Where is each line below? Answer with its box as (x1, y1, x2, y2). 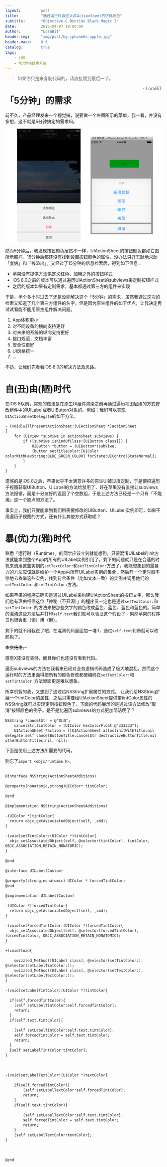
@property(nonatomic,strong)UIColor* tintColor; (5, 784, 108, 789)
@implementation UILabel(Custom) (5, 893, 75, 898)
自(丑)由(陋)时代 (5, 383, 71, 395)
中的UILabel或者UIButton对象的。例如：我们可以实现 (18, 407, 126, 413)
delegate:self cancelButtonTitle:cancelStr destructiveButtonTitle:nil (5, 733, 157, 738)
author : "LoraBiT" (5, 29, 61, 34)
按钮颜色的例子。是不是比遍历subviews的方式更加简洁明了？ (11, 707, 136, 713)
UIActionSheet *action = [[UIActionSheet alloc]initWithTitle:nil (14, 728, 155, 733)
